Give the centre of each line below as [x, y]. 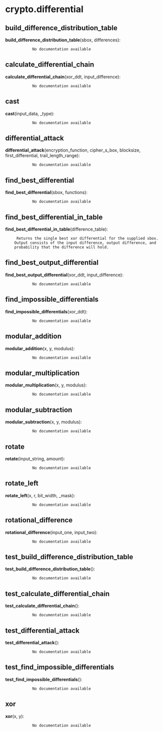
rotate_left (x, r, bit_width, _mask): [40, 495]
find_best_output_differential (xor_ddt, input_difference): [64, 275]
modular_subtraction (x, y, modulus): [44, 422]
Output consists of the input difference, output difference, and [85, 243]
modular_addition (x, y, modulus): [40, 348]
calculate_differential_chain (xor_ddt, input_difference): [63, 77]
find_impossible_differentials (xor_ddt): [47, 311]
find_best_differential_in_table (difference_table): [57, 229]
